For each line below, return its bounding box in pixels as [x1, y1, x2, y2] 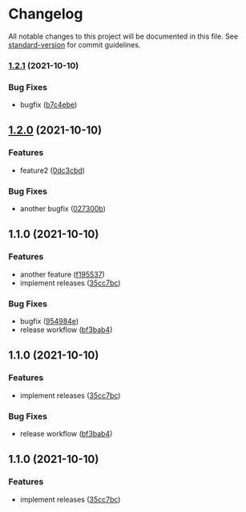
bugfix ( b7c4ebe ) [19, 100, 78, 109]
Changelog [8, 5, 83, 23]
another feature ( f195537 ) [19, 269, 106, 279]
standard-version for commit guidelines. [8, 39, 141, 49]
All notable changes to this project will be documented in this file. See [8, 31, 239, 41]
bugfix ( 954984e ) [19, 317, 79, 326]
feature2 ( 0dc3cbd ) [19, 166, 86, 175]
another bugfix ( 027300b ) [19, 204, 107, 214]
